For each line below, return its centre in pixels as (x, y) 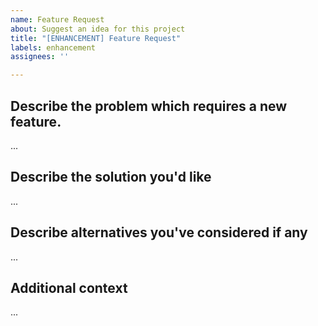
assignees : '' (40, 57)
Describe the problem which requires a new (149, 106)
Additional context (69, 287)
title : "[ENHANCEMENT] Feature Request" (96, 38)
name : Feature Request (57, 19)
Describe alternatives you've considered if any (159, 232)
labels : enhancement (53, 47)
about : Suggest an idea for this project (98, 29)
